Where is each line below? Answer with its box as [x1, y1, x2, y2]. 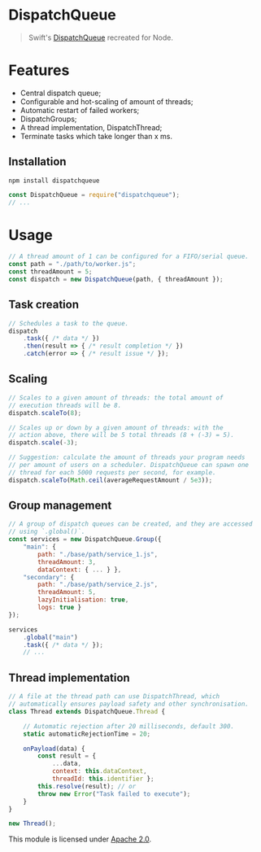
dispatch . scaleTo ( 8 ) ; [8, 409, 82, 417]
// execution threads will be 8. [8, 401, 122, 409]
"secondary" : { [23, 573, 75, 581]
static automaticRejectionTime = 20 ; [23, 730, 151, 738]
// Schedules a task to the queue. [8, 319, 129, 327]
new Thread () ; [8, 819, 57, 828]
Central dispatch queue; [20, 88, 102, 98]
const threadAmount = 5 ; [8, 268, 93, 276]
